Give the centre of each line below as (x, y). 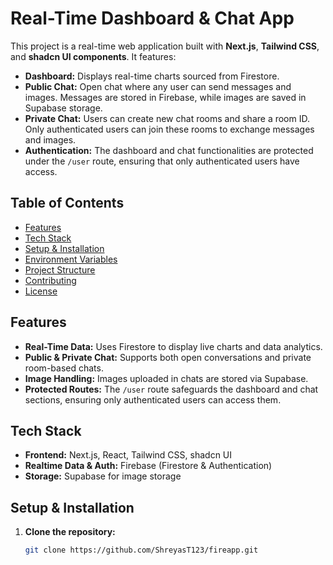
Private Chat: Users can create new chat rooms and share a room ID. (167, 118)
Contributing (50, 280)
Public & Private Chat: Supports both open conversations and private (168, 357)
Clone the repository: (70, 532)
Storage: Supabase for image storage (103, 476)
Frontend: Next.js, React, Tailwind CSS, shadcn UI (128, 455)
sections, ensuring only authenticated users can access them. (153, 399)
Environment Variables (71, 259)
